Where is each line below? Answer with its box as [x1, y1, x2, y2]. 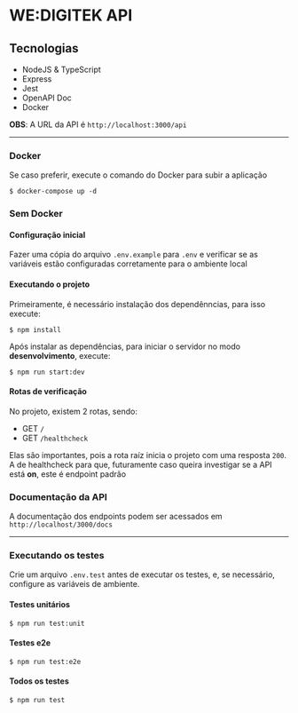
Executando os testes [9, 550, 105, 562]
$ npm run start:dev [9, 368, 86, 376]
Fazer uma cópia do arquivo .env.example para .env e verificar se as [9, 250, 259, 260]
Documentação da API [9, 490, 108, 503]
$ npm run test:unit [9, 619, 86, 628]
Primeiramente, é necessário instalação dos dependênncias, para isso [9, 298, 266, 309]
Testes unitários [9, 599, 71, 610]
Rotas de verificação [9, 386, 87, 397]
